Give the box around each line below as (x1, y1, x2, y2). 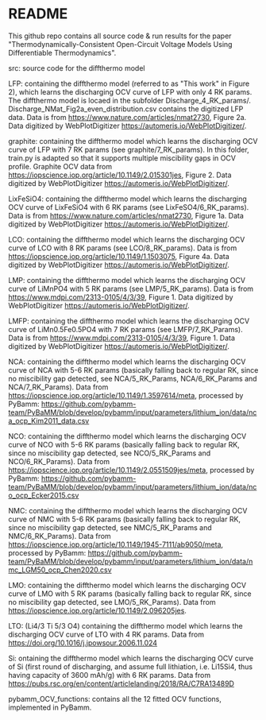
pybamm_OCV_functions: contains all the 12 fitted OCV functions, (8, 694, 222, 703)
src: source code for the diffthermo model (8, 63, 145, 72)
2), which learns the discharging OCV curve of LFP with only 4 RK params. (8, 87, 253, 96)
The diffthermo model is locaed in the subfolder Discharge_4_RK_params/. (8, 95, 252, 105)
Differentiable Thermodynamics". (8, 48, 117, 57)
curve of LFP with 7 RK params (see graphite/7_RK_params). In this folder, (8, 145, 250, 154)
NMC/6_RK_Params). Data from (8, 531, 111, 540)
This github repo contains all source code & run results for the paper (8, 31, 232, 41)
